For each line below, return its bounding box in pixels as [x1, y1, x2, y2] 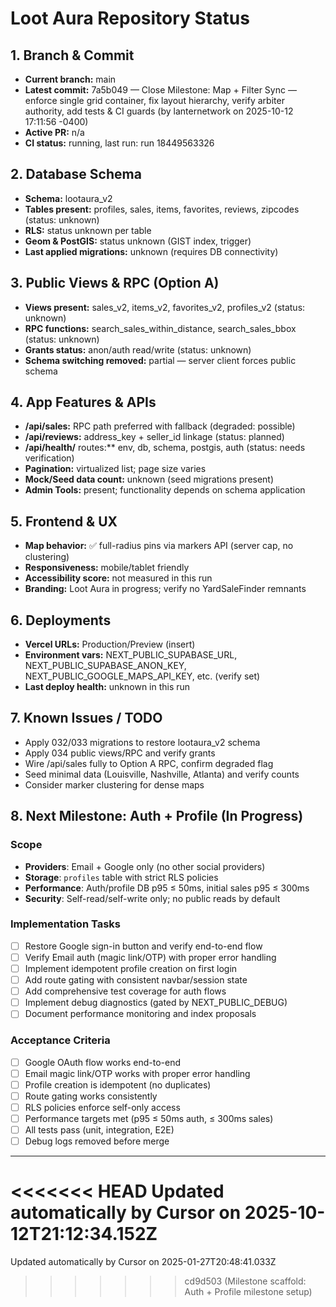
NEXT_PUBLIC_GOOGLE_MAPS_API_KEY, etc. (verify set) [24, 670, 261, 682]
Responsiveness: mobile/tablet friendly [24, 562, 190, 574]
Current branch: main [24, 73, 117, 85]
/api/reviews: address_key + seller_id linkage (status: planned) [24, 431, 285, 443]
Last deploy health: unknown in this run [24, 681, 191, 693]
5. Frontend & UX [10, 513, 118, 530]
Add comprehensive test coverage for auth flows [24, 985, 227, 997]
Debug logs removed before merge [24, 1135, 170, 1147]
